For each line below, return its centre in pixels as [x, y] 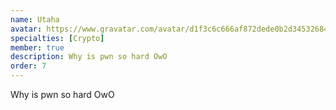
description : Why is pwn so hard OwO [89, 57]
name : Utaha [35, 19]
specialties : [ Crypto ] [57, 38]
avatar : [26, 29]
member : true [37, 47]
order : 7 [28, 66]
